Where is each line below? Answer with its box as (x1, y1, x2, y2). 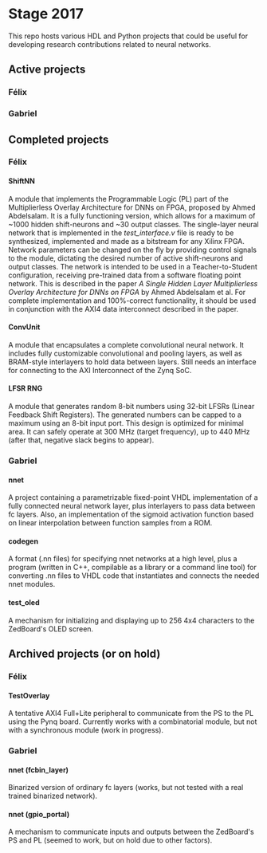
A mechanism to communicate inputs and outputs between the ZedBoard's (8, 827, 254, 837)
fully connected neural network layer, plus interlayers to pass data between (8, 501, 256, 511)
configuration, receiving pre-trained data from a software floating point (8, 270, 241, 280)
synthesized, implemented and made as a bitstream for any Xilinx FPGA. (8, 236, 245, 246)
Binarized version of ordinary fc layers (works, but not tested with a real (8, 783, 244, 792)
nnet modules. (8, 580, 56, 589)
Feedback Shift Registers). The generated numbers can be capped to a (8, 410, 241, 419)
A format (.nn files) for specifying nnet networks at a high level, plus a (8, 554, 238, 564)
